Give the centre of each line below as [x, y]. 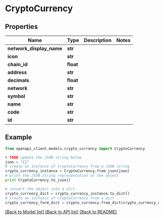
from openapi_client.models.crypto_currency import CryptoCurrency [75, 149]
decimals [18, 80]
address [17, 72]
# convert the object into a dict [40, 189]
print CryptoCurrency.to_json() [38, 180]
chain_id [18, 64]
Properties [21, 27]
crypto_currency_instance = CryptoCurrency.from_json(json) [68, 171]
